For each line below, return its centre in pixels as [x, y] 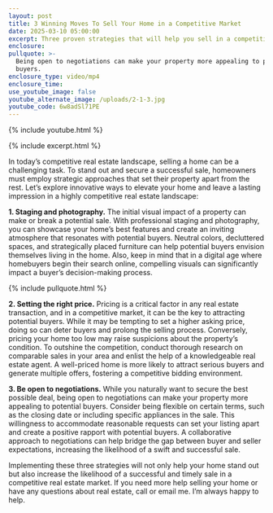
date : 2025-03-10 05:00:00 [54, 31]
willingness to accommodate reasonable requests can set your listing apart [134, 423]
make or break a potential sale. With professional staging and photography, [134, 221]
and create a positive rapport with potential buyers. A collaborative [120, 432]
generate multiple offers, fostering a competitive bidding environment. [126, 373]
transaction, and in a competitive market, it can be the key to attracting [127, 313]
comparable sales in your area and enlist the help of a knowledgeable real [132, 356]
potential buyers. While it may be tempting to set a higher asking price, [127, 322]
